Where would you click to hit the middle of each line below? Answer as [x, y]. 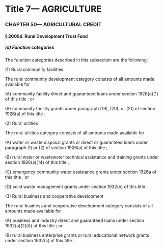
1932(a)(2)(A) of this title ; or [34, 225]
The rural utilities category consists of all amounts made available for [75, 133]
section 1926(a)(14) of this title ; [37, 162]
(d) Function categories [30, 47]
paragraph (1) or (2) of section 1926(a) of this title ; [56, 147]
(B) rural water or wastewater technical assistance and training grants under [82, 157]
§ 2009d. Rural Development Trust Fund [47, 36]
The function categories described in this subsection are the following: [77, 60]
